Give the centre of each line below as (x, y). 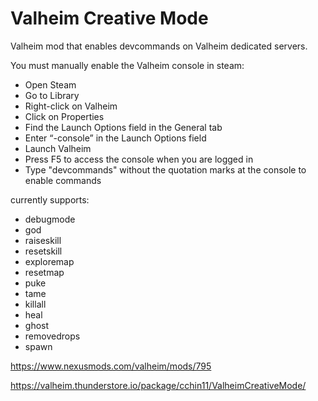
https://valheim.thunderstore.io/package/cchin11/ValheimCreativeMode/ (158, 385)
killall (35, 304)
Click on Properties (64, 116)
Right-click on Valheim (71, 106)
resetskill (43, 251)
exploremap (49, 261)
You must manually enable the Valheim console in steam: (127, 65)
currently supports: (50, 199)
